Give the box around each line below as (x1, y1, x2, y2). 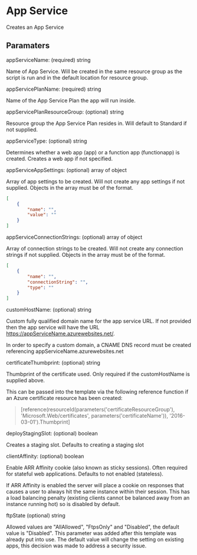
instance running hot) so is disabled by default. (6, 501, 120, 508)
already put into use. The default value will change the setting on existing (6, 536, 184, 543)
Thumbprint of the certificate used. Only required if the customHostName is (6, 371, 191, 378)
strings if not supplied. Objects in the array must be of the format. (6, 252, 166, 258)
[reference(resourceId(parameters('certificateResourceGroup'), (20, 406, 175, 413)
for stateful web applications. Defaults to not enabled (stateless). (6, 470, 164, 478)
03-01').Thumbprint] (20, 418, 70, 425)
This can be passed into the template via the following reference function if (6, 388, 189, 395)
